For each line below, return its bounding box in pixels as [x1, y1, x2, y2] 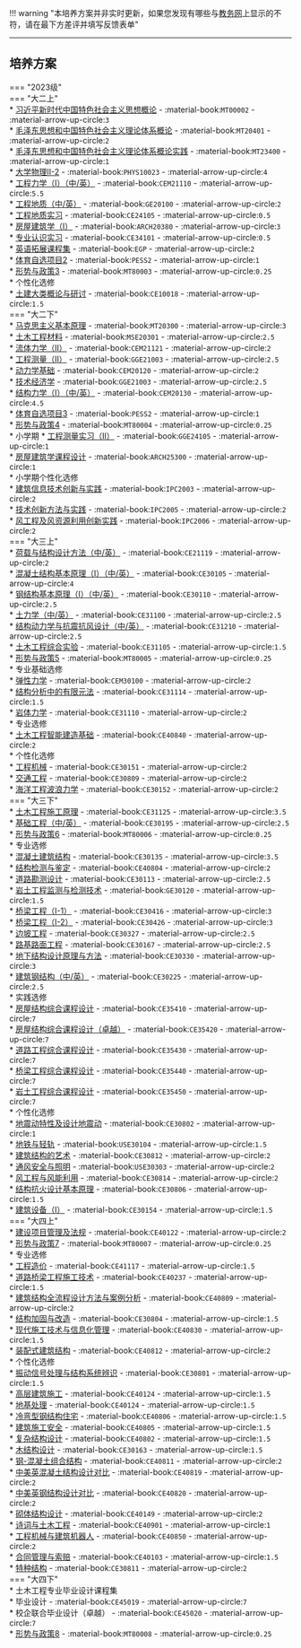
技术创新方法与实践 [14, 503, 87, 514]
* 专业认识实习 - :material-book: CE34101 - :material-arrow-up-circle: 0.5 [9, 231, 271, 242]
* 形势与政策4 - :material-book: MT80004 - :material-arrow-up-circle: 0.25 [9, 419, 272, 430]
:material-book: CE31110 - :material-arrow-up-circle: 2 [55, 707, 248, 718]
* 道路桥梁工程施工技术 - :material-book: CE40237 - [9, 1271, 193, 1282]
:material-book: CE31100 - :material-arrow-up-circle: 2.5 [81, 609, 282, 620]
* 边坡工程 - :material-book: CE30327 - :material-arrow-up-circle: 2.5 [9, 928, 255, 938]
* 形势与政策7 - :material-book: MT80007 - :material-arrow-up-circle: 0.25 [9, 1237, 271, 1249]
